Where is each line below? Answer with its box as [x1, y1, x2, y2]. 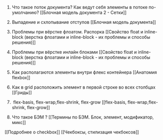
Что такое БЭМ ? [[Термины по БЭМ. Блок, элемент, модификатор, [11, 114, 154, 120]
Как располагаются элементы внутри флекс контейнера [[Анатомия [11, 69, 157, 75]
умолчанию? [11, 9, 39, 15]
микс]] [11, 120, 26, 125]
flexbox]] [11, 75, 31, 80]
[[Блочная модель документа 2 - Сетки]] [40, 9, 127, 15]
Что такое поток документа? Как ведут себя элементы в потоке [11, 4, 148, 10]
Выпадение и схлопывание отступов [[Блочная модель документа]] [11, 19, 157, 25]
